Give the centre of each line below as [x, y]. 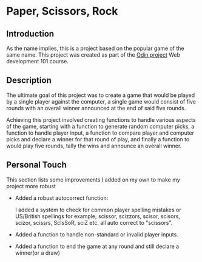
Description [29, 80]
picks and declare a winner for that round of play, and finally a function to [98, 139]
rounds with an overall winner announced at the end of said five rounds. [96, 108]
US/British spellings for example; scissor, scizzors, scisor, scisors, [98, 216]
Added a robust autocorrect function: [62, 198]
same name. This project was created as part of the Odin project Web [93, 55]
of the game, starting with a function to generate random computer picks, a [100, 126]
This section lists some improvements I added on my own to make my [93, 179]
